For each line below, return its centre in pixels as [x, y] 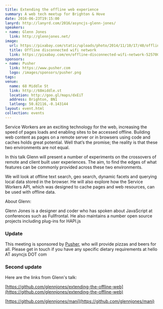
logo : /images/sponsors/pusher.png [45, 73]
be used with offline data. [30, 192]
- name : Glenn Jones [26, 32]
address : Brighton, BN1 [33, 100]
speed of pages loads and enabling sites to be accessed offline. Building [78, 132]
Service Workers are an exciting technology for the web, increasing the [76, 127]
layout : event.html [25, 109]
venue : [12, 81]
